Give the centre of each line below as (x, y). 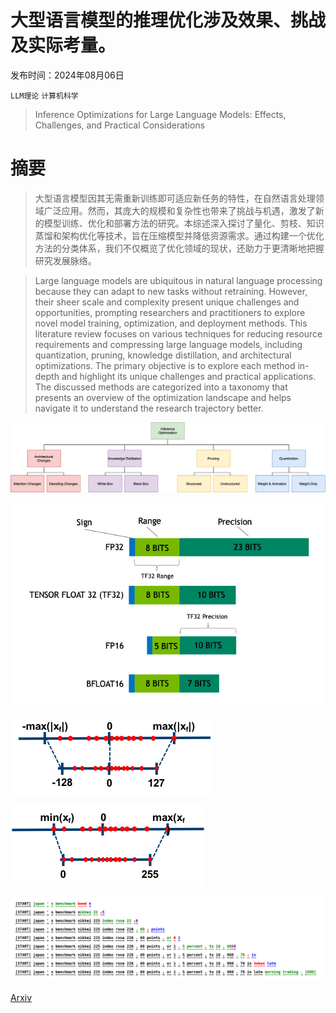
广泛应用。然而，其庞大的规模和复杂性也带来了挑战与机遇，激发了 (179, 210)
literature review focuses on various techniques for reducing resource (178, 333)
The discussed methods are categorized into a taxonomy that (161, 387)
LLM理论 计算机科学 (44, 96)
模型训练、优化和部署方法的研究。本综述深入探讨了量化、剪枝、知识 (184, 223)
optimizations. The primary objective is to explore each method (165, 365)
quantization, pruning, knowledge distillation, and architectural (163, 355)
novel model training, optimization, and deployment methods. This (171, 323)
